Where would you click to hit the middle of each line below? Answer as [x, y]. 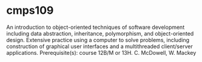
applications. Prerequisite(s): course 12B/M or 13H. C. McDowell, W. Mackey [101, 52]
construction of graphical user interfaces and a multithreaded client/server [99, 46]
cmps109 [30, 11]
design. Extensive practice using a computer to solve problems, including [98, 40]
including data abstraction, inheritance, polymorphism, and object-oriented [100, 33]
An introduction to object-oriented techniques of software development [96, 27]
